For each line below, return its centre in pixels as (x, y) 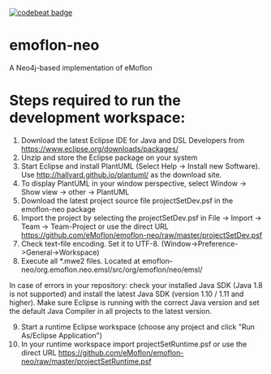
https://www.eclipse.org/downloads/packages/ (100, 148)
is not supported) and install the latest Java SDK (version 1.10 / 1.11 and (127, 294)
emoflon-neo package (58, 209)
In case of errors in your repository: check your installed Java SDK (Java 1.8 (136, 285)
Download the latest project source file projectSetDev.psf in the (127, 200)
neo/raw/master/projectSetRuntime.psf (86, 361)
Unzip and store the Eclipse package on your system (109, 157)
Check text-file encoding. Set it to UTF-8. (90, 243)
